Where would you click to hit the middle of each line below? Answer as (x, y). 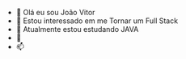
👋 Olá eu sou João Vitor (55, 12)
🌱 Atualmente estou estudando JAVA (77, 29)
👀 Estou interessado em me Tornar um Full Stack (97, 21)
